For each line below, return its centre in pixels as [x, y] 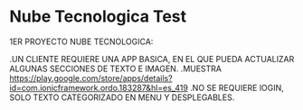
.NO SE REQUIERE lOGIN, [237, 87]
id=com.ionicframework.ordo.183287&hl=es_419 [99, 87]
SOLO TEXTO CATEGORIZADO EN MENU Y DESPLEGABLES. [122, 97]
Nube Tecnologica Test [98, 17]
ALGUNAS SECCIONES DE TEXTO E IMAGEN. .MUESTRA [115, 69]
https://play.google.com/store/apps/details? [91, 78]
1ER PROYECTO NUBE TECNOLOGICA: [81, 41]
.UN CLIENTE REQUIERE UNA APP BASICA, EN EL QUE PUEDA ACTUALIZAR [152, 59]
